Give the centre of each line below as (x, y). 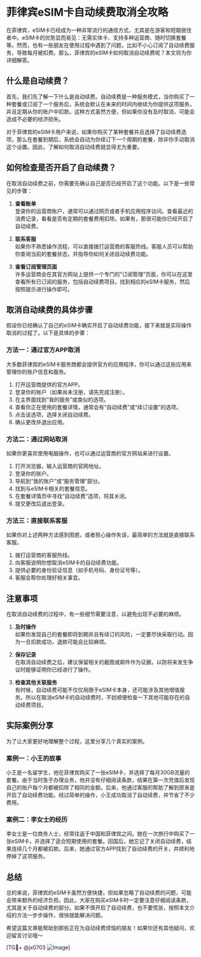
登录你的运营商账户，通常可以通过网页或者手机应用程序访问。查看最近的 (104, 211)
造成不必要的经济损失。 (35, 119)
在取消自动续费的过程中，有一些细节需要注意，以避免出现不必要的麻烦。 (95, 614)
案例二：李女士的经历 (37, 819)
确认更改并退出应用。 (41, 422)
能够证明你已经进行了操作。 (60, 670)
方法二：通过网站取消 (37, 439)
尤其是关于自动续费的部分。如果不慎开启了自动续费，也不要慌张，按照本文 (98, 908)
